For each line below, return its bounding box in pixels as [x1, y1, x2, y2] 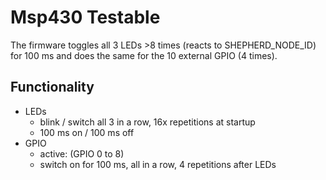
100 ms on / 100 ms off [39, 126, 135, 138]
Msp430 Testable [10, 6, 161, 29]
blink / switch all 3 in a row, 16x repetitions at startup [39, 116, 256, 128]
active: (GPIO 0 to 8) [39, 147, 125, 160]
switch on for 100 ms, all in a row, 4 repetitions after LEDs [39, 158, 277, 170]
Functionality [10, 79, 95, 96]
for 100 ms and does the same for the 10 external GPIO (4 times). [10, 49, 278, 61]
